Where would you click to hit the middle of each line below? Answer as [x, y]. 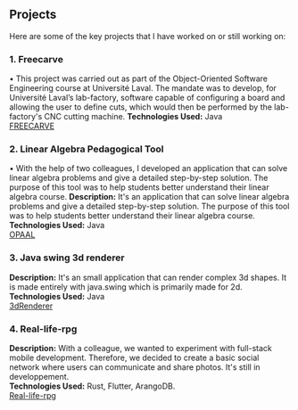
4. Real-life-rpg [43, 329]
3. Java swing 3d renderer [67, 258]
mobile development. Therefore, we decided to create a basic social [134, 357]
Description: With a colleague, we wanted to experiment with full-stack [141, 348]
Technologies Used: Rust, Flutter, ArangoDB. [92, 386]
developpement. [39, 377]
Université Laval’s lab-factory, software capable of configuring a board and [147, 98]
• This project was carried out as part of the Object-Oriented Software [138, 78]
